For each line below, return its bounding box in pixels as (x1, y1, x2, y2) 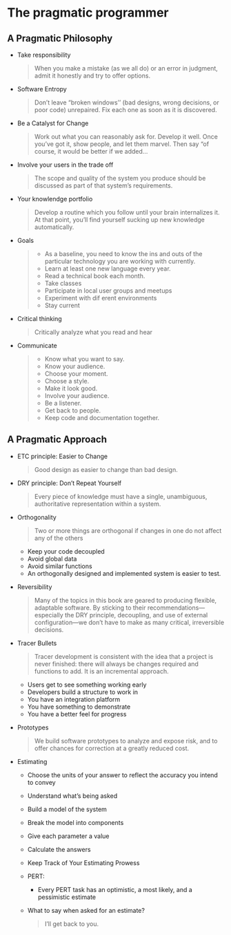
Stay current (44, 301, 81, 309)
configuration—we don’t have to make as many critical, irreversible (34, 618, 225, 626)
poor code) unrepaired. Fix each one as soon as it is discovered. (34, 106, 217, 114)
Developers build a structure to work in (27, 687, 139, 696)
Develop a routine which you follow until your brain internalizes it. (34, 208, 220, 216)
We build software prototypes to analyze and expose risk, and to (34, 736, 218, 745)
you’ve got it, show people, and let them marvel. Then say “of (34, 140, 209, 148)
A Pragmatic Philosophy (7, 33, 113, 44)
